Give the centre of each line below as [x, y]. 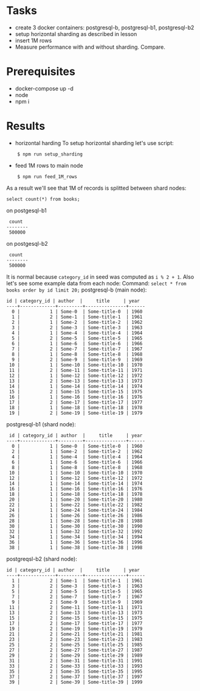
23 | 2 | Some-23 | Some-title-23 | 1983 [76, 639]
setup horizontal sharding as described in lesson [76, 34]
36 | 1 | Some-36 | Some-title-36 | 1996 [76, 542]
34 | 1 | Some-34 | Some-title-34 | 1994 [76, 537]
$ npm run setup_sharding [50, 154]
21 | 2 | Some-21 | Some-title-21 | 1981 [76, 634]
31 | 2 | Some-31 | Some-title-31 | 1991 [76, 661]
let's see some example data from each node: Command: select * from [96, 283]
